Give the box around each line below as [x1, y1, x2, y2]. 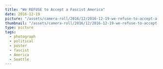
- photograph [9, 34, 36, 39]
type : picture [5, 25, 34, 30]
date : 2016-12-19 [5, 12, 40, 17]
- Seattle [9, 57, 29, 62]
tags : [5, 30, 16, 34]
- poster [9, 43, 27, 48]
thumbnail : [5, 20, 27, 26]
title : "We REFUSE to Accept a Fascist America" [5, 7, 105, 12]
